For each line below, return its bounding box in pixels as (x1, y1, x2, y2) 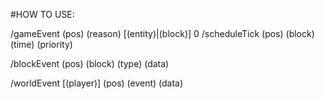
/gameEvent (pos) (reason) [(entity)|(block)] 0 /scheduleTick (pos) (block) (10, 28, 315, 39)
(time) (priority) (10, 39, 73, 50)
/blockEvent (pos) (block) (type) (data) (10, 58, 170, 69)
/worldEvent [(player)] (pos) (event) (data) (10, 77, 184, 89)
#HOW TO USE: (10, 9, 75, 20)
